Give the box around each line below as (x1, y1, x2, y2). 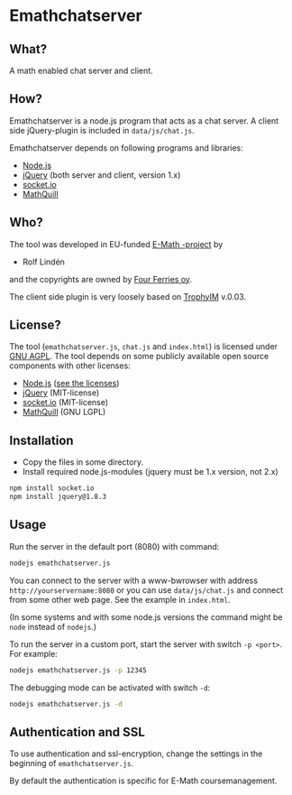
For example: (9, 648, 59, 659)
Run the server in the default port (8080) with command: (9, 541, 220, 551)
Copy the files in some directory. (22, 457, 144, 467)
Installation (9, 432, 74, 448)
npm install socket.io (9, 484, 95, 493)
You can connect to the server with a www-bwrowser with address (9, 575, 259, 586)
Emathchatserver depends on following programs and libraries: (9, 142, 243, 153)
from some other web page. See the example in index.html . (9, 594, 231, 605)
